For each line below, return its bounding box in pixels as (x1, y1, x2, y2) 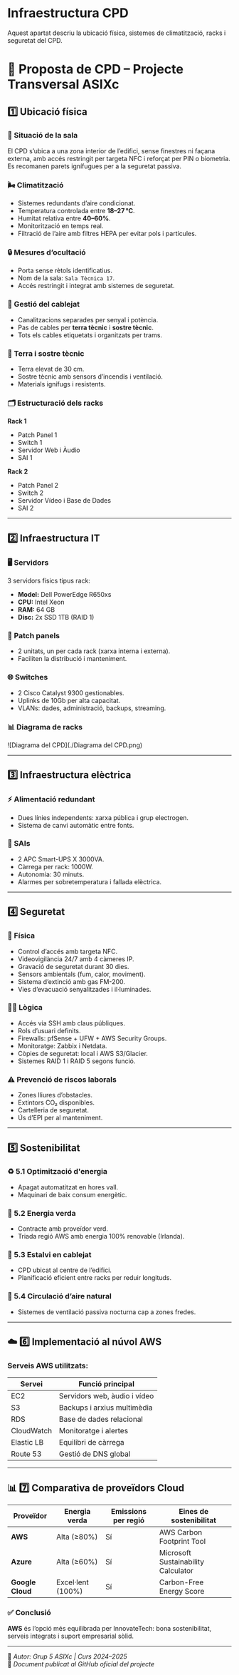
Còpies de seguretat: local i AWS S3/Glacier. (17, 1049, 148, 1057)
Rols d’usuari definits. (17, 1026, 81, 1035)
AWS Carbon (159, 1527, 203, 1537)
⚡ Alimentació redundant (7, 794, 95, 804)
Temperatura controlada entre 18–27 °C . (17, 207, 135, 215)
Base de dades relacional (59, 1414, 144, 1424)
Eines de (179, 1507, 208, 1517)
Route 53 (11, 1449, 42, 1459)
